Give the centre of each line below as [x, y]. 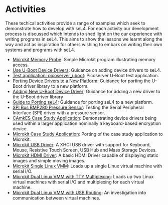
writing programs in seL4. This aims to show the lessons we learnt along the [84, 39]
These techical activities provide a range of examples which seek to [75, 23]
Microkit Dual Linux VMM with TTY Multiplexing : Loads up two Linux [83, 176]
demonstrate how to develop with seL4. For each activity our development [82, 28]
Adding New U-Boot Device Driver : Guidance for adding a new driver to [86, 91]
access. [21, 65]
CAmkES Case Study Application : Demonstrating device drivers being [85, 118]
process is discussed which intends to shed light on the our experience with [84, 34]
